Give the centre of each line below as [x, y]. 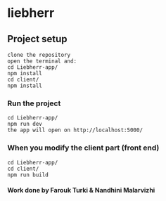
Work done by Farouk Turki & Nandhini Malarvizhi [81, 190]
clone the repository [39, 55]
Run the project [34, 103]
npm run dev [25, 124]
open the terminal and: [42, 61]
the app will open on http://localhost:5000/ [75, 130]
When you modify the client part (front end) [83, 148]
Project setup [38, 39]
